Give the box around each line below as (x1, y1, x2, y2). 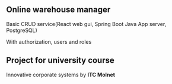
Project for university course (6, 56, 114, 66)
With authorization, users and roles (6, 38, 92, 45)
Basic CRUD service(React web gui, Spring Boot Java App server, (6, 20, 167, 27)
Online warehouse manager (6, 5, 111, 15)
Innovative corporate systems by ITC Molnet (6, 71, 116, 78)
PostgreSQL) (6, 27, 37, 34)
